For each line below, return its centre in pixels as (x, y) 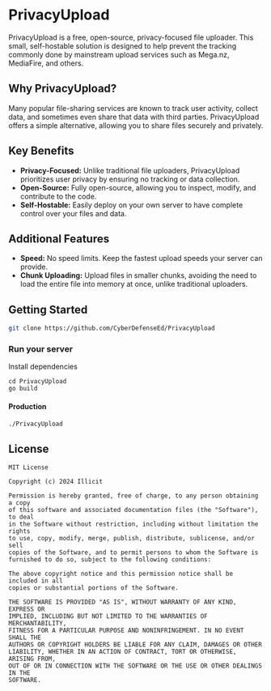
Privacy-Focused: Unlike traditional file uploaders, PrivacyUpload (130, 170)
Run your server (41, 348)
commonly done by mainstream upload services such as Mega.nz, (119, 54)
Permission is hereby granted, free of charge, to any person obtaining (133, 496)
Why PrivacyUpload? (63, 89)
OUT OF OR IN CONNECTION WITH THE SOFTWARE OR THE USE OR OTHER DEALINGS (135, 666)
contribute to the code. (58, 196)
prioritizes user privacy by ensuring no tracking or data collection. (130, 179)
